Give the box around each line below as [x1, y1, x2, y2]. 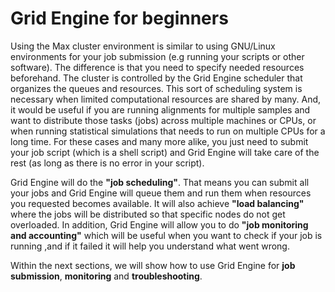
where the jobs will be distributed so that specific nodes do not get [10, 208, 286, 220]
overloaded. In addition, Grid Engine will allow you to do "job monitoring [10, 218, 309, 231]
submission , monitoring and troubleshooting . [10, 270, 203, 282]
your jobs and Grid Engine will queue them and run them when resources [10, 187, 312, 199]
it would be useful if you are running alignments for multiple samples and [10, 103, 311, 116]
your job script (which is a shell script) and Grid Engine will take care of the [10, 146, 320, 158]
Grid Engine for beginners [10, 7, 229, 30]
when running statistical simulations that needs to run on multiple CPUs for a [10, 125, 326, 137]
